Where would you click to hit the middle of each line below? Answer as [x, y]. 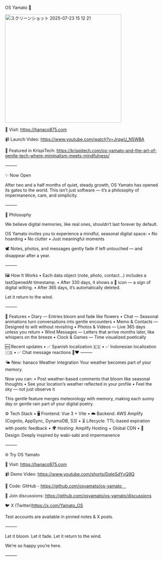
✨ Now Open [18, 175]
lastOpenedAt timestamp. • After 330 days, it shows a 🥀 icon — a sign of [78, 282]
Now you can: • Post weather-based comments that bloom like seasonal [78, 379]
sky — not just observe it [30, 389]
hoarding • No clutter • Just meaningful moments [55, 239]
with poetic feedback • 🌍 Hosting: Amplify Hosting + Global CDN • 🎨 [74, 428]
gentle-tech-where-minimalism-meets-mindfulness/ [57, 156]
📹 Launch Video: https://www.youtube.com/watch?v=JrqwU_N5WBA [75, 139]
